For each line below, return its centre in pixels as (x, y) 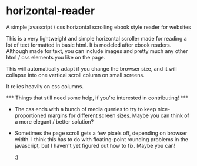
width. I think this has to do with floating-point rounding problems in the (101, 139)
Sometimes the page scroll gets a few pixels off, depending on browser (101, 133)
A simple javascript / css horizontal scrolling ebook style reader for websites (98, 27)
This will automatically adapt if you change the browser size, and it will (92, 68)
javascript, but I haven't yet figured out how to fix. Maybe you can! (95, 145)
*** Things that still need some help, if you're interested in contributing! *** (97, 98)
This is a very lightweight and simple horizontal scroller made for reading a (96, 38)
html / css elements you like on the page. (56, 57)
